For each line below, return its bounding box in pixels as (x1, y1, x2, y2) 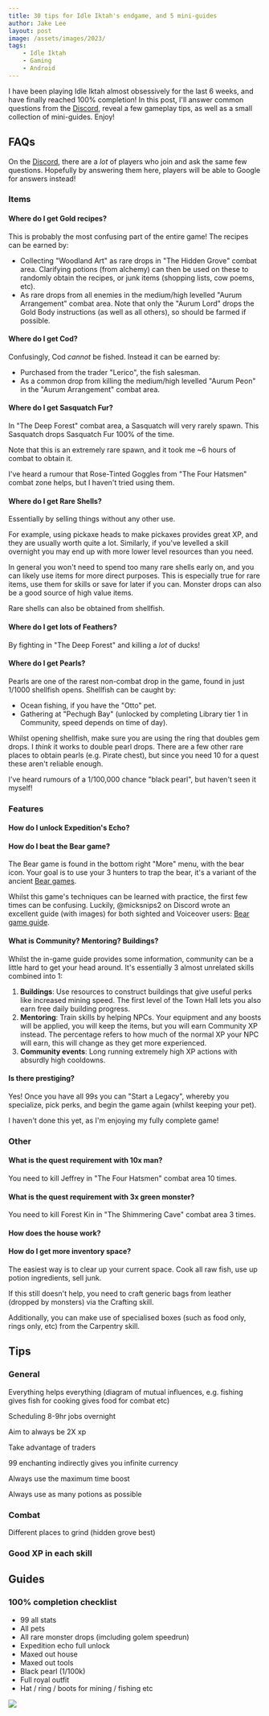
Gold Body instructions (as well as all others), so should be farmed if (19, 307, 247, 316)
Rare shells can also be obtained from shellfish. (8, 604, 165, 613)
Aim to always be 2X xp (8, 1426, 87, 1437)
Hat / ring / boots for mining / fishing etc (19, 1683, 153, 1693)
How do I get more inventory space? (8, 1247, 132, 1256)
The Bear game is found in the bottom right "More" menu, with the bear (8, 859, 245, 869)
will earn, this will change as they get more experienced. (19, 1037, 207, 1047)
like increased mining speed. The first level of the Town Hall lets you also (19, 995, 262, 1004)
